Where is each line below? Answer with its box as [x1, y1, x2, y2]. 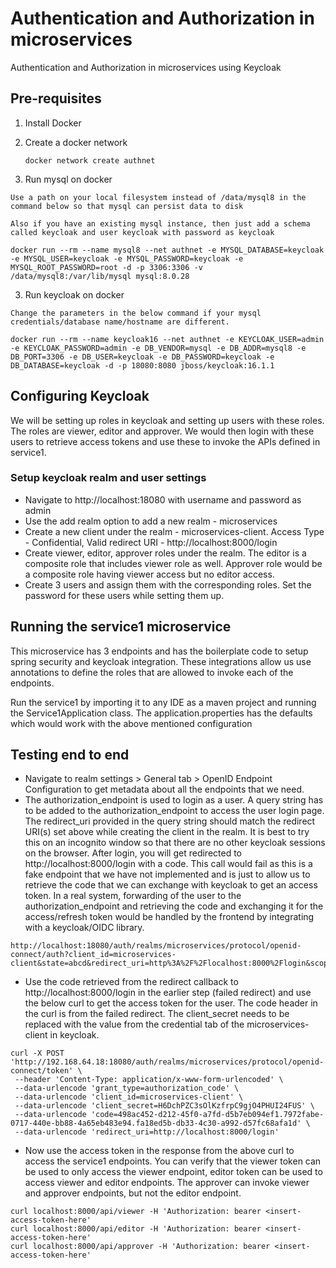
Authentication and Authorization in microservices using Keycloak [10, 61, 282, 73]
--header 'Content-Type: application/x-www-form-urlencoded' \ [14, 1075, 284, 1085]
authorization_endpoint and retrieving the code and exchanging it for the [24, 900, 324, 912]
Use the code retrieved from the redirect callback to [24, 976, 239, 988]
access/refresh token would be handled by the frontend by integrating [24, 911, 315, 923]
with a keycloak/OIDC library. [24, 922, 145, 934]
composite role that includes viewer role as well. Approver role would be [24, 557, 323, 569]
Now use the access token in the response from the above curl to [24, 1145, 295, 1157]
